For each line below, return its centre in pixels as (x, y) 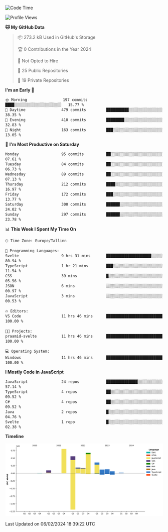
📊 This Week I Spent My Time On (41, 229)
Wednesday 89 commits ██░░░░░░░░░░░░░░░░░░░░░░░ (84, 174)
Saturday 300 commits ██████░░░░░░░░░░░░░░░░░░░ (84, 204)
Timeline (15, 436)
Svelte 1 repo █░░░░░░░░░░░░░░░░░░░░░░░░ (84, 422)
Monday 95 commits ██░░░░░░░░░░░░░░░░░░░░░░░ (84, 154)
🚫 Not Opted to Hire (38, 61)
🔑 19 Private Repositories (43, 80)
